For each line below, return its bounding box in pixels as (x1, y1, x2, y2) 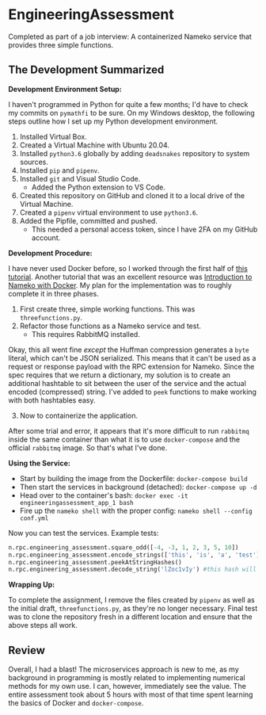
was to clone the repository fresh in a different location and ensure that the (8, 612, 253, 621)
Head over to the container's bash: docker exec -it (19, 490, 188, 500)
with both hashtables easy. (8, 395, 97, 405)
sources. (19, 157, 49, 166)
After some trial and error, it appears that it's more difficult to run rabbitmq (8, 426, 249, 435)
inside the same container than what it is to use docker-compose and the (8, 434, 240, 444)
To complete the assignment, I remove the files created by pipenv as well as (8, 595, 255, 605)
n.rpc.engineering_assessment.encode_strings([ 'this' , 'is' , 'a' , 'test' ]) (8, 551, 264, 559)
